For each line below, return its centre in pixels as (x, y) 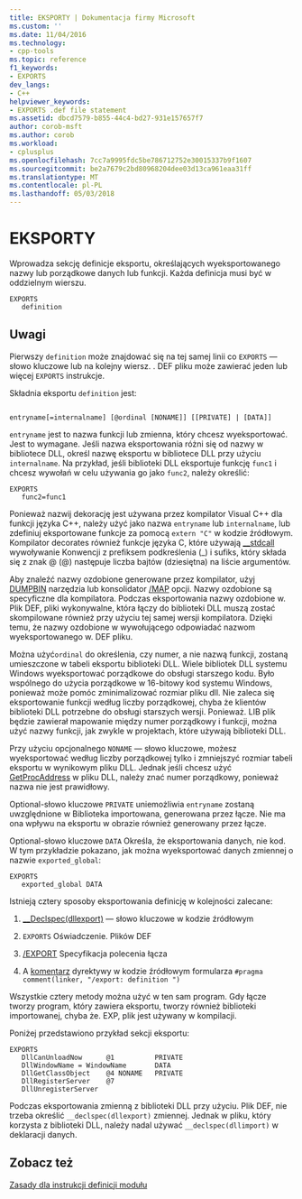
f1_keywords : (34, 69)
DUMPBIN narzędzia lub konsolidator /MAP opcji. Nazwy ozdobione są (141, 588)
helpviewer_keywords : (50, 101)
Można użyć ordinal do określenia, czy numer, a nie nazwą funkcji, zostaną (149, 654)
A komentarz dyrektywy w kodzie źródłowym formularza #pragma (142, 971)
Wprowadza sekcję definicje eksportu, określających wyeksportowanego (145, 263)
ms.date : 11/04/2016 (48, 34)
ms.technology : (38, 43)
